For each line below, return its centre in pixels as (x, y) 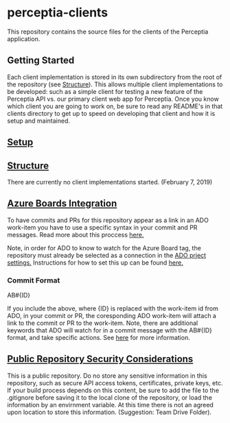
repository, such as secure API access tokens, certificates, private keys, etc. (115, 383)
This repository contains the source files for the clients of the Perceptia (108, 32)
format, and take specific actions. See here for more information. (99, 338)
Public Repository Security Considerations (100, 359)
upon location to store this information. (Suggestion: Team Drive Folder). (109, 412)
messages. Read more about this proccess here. (76, 234)
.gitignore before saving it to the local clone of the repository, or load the (110, 397)
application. (24, 38)
